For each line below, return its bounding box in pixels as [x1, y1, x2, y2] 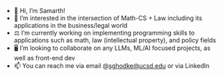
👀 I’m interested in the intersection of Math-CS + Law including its [13, 14, 203, 22]
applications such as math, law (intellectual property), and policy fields [13, 36, 217, 44]
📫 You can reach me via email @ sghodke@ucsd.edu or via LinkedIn [13, 62, 210, 69]
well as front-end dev [13, 54, 75, 62]
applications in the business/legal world [13, 22, 128, 29]
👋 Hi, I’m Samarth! [13, 7, 66, 15]
